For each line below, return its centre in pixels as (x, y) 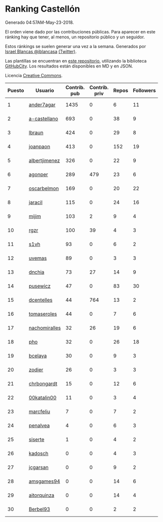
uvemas (38, 258)
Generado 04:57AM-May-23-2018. (40, 22)
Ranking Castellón (42, 9)
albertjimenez (44, 160)
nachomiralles (45, 327)
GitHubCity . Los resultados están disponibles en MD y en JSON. (69, 66)
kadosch (39, 453)
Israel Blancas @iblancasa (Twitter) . (41, 51)
